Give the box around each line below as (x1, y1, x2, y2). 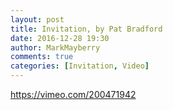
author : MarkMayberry (10, 42, 101, 53)
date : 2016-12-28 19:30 (10, 33, 110, 43)
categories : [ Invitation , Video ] (10, 61, 150, 71)
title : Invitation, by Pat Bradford (10, 24, 163, 34)
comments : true (10, 52, 74, 62)
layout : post (10, 14, 65, 25)
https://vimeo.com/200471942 (10, 89, 137, 100)
